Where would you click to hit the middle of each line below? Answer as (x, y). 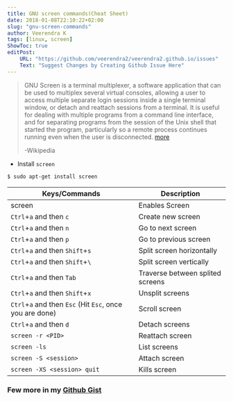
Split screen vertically (174, 261)
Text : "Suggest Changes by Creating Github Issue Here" (102, 65)
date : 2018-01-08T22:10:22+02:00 (55, 20)
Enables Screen (164, 205)
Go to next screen (167, 228)
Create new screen (169, 216)
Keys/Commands (71, 193)
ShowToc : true (28, 46)
